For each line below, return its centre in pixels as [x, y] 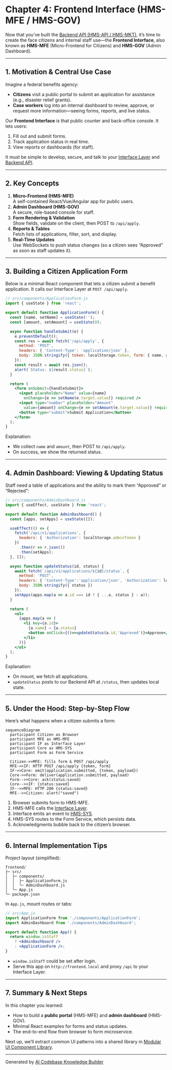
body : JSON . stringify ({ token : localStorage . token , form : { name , [91, 356]
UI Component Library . [29, 1047]
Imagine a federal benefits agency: [42, 84]
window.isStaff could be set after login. [54, 961]
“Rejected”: [17, 491]
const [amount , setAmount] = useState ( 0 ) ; [56, 322]
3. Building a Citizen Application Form [67, 271]
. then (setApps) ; [36, 552]
